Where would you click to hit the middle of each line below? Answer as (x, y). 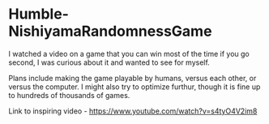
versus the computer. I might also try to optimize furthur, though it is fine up (134, 87)
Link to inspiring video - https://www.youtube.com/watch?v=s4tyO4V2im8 (133, 111)
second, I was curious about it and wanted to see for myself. (109, 62)
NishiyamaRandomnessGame (110, 31)
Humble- (38, 14)
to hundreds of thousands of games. (69, 95)
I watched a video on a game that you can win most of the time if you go (129, 53)
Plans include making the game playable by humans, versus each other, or (132, 78)
